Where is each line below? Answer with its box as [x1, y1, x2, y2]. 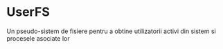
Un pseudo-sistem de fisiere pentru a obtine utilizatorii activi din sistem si [6, 27, 216, 35]
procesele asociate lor [6, 34, 70, 42]
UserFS [6, 4, 50, 20]
